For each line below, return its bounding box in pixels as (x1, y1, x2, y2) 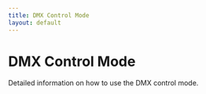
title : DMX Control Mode (8, 11, 90, 20)
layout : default (8, 19, 61, 27)
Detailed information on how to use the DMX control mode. (8, 78, 199, 88)
